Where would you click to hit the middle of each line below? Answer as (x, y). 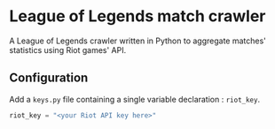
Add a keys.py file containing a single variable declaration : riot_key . (134, 99)
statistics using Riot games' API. (68, 49)
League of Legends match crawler (137, 16)
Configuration (49, 78)
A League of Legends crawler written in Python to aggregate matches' (137, 41)
